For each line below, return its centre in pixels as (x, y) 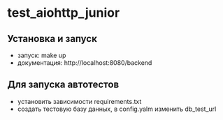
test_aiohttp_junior (64, 13)
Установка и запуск (52, 39)
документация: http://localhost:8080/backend (85, 63)
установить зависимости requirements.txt (79, 101)
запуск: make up (42, 55)
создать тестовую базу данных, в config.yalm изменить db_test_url (117, 109)
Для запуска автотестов (63, 85)
